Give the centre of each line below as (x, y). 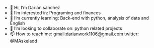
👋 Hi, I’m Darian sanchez (35, 8)
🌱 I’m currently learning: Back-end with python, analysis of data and (79, 18)
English (17, 23)
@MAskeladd (23, 41)
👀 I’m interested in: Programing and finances (55, 13)
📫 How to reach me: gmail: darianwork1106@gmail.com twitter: (74, 34)
